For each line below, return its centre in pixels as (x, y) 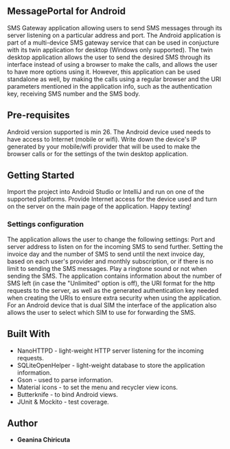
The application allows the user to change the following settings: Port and (111, 239)
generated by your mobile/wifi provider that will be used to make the (104, 146)
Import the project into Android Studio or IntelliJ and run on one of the (106, 192)
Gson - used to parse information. (65, 380)
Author (22, 423)
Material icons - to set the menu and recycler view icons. (97, 387)
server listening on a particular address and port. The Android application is (114, 35)
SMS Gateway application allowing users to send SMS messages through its (115, 28)
